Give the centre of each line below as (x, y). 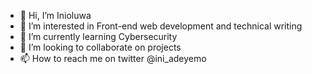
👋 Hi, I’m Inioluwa (55, 15)
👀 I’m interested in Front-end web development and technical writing (161, 26)
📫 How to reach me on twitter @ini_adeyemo (113, 58)
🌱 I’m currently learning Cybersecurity (98, 36)
